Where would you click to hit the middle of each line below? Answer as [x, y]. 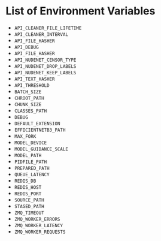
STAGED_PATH [29, 206]
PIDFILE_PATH [31, 162]
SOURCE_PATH [29, 200]
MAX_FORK [25, 136]
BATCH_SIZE [28, 92]
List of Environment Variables [80, 11]
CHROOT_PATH [29, 98]
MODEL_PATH [28, 155]
